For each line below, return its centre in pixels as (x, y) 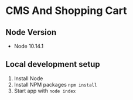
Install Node (28, 78)
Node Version (31, 32)
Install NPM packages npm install (55, 84)
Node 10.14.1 (29, 46)
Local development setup (53, 64)
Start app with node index (45, 91)
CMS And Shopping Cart (66, 11)
